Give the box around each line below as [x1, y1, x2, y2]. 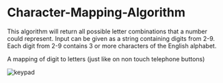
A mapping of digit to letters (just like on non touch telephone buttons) [7, 54, 205, 63]
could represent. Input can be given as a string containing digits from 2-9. [7, 34, 215, 42]
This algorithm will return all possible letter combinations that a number [7, 27, 207, 35]
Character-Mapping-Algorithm [7, 5, 186, 20]
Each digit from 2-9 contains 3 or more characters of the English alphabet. [7, 41, 217, 50]
